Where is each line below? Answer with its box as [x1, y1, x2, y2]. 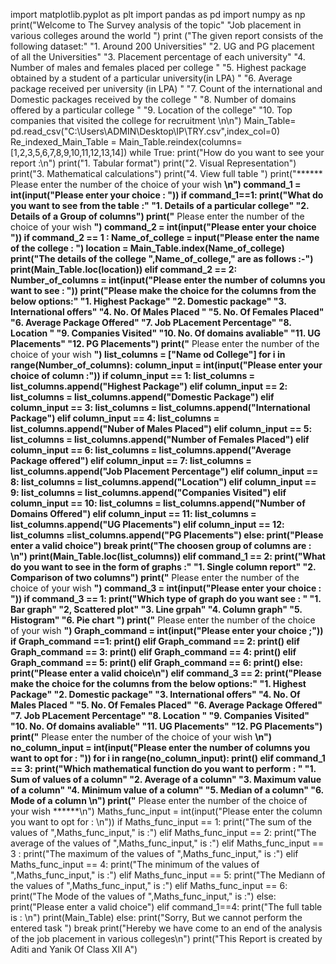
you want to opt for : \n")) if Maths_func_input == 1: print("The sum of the [10, 816, 312, 828]
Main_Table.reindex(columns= [118, 136, 243, 148]
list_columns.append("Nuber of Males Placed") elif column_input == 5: [10, 423, 313, 434]
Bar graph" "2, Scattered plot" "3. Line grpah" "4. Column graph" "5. [10, 604, 303, 615]
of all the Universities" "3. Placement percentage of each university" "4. [10, 51, 306, 63]
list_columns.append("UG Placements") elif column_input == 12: [10, 519, 285, 530]
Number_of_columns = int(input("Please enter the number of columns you [10, 274, 326, 286]
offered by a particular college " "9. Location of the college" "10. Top [10, 104, 293, 116]
